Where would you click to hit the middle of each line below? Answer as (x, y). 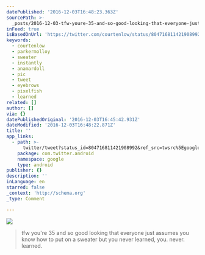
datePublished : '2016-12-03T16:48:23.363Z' (63, 12)
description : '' (27, 176)
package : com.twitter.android (56, 153)
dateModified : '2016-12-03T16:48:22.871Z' (61, 125)
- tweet (22, 80)
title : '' (19, 131)
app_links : (20, 137)
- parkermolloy (31, 52)
